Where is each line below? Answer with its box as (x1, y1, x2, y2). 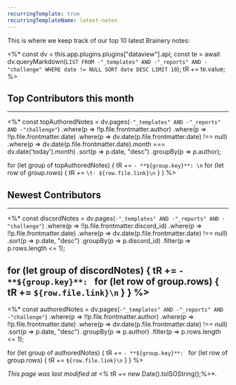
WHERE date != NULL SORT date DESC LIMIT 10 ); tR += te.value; (44, 65, 226, 73)
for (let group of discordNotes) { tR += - (7, 264, 184, 276)
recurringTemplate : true (7, 10, 80, 18)
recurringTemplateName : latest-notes (7, 17, 118, 24)
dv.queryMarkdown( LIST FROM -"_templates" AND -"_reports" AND (7, 57, 202, 65)
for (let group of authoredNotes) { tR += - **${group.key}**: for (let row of (7, 348, 228, 357)
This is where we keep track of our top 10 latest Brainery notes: (7, 36, 190, 44)
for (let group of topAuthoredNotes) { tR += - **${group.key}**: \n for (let (7, 161, 224, 169)
